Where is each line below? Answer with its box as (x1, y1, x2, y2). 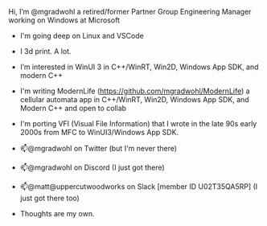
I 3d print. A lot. (19, 47, 72, 55)
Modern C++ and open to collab (19, 104, 127, 113)
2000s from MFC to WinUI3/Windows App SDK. (19, 128, 179, 137)
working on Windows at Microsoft (8, 15, 121, 25)
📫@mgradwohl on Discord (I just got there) (19, 162, 165, 172)
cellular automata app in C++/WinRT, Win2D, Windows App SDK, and (19, 95, 249, 104)
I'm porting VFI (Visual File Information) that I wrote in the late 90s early (19, 119, 257, 128)
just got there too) (19, 193, 80, 203)
